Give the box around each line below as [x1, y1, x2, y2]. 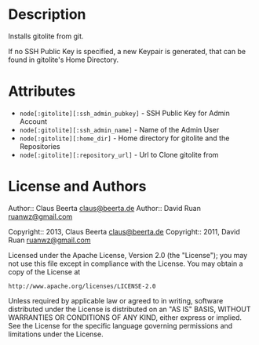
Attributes [8, 82, 76, 100]
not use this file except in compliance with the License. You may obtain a [8, 259, 243, 268]
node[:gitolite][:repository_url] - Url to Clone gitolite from [19, 150, 219, 159]
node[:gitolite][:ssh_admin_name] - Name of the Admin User [19, 125, 220, 134]
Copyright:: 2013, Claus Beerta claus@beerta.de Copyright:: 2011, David [8, 227, 241, 236]
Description [8, 5, 86, 24]
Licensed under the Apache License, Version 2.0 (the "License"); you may [8, 250, 248, 260]
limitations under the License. [8, 329, 104, 339]
